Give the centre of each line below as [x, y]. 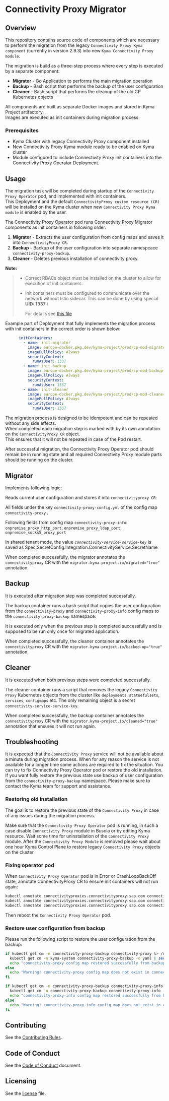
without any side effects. [31, 423]
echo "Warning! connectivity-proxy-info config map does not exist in [85, 1005]
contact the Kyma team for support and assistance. [58, 786]
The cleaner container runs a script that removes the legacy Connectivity [81, 689]
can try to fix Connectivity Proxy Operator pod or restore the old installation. [84, 770]
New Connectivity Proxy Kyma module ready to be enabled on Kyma [83, 147]
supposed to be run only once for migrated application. [62, 631]
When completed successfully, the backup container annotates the [75, 715]
